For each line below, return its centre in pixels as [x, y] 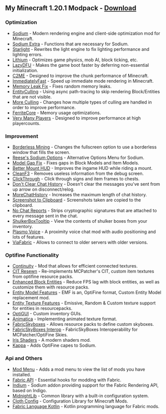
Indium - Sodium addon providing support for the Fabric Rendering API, [85, 385]
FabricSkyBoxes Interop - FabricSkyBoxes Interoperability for [75, 330]
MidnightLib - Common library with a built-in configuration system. [81, 396]
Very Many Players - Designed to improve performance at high [77, 118]
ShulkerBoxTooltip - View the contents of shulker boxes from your [80, 221]
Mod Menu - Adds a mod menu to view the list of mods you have [79, 369]
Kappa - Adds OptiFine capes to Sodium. [54, 345]
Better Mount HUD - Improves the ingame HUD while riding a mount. [82, 168]
